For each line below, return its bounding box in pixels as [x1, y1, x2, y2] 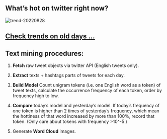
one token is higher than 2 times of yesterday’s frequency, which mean [12, 108, 159, 114]
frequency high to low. [12, 93, 59, 99]
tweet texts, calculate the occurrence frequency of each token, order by [12, 88, 162, 94]
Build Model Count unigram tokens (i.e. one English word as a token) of [12, 82, 161, 88]
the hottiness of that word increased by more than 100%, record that [12, 113, 155, 119]
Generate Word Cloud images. [12, 128, 76, 134]
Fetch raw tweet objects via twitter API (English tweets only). [12, 62, 139, 68]
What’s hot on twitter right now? [5, 4, 109, 13]
